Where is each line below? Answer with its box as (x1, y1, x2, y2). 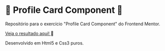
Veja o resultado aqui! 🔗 (5, 30, 54, 36)
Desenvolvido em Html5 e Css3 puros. (5, 40, 84, 46)
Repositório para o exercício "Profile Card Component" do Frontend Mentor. (5, 21, 161, 27)
